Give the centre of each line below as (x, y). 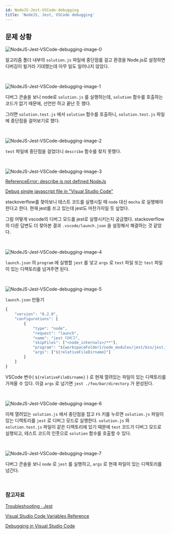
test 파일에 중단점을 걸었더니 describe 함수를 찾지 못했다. (63, 151)
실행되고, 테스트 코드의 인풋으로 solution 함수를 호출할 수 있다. (68, 433)
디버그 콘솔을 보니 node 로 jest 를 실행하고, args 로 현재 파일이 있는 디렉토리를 (84, 464)
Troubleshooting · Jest (29, 506)
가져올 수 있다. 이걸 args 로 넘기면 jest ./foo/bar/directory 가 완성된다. (79, 383)
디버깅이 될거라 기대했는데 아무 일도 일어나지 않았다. (57, 66)
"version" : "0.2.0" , (36, 314)
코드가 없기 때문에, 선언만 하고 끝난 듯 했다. (48, 103)
